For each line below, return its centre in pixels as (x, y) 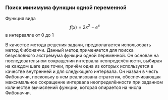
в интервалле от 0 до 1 (30, 35)
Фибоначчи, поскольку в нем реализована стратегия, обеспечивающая (83, 76)
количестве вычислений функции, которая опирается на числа (73, 87)
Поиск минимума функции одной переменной (66, 8)
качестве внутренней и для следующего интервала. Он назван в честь (82, 71)
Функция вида (21, 19)
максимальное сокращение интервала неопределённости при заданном (84, 82)
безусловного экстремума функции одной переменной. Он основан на (82, 55)
